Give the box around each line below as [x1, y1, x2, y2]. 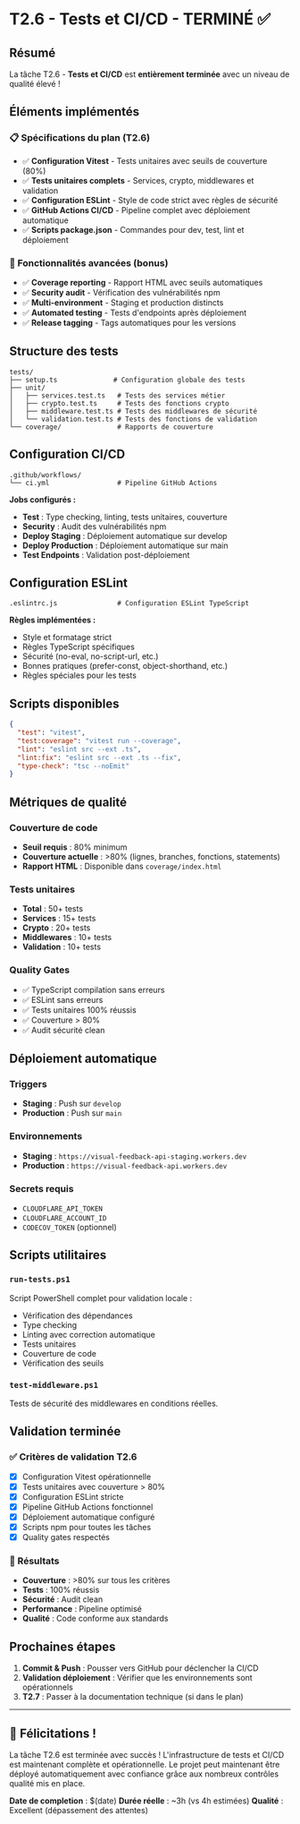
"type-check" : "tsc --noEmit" [17, 761, 129, 770]
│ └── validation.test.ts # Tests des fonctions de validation [9, 415, 257, 424]
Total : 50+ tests [21, 903, 83, 914]
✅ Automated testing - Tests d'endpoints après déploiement [21, 307, 247, 318]
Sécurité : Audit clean [21, 1594, 104, 1605]
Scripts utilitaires [9, 1247, 107, 1263]
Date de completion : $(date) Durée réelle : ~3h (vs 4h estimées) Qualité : [9, 1795, 284, 1806]
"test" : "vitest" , [17, 728, 87, 738]
